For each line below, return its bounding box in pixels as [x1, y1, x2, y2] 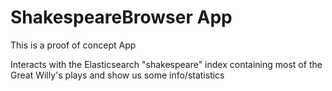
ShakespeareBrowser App [10, 6, 233, 29]
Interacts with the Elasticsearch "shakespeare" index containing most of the [10, 58, 323, 70]
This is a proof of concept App [10, 39, 137, 51]
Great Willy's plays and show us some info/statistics [10, 69, 225, 81]
